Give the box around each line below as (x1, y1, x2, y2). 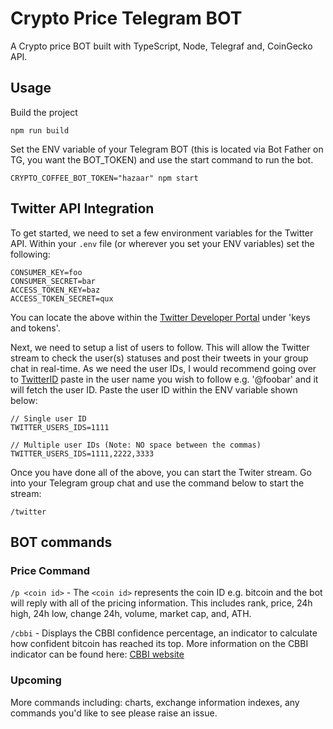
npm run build (10, 125, 70, 136)
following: (10, 248, 51, 260)
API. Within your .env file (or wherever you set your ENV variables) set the (10, 237, 315, 249)
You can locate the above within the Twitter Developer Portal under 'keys (10, 311, 311, 323)
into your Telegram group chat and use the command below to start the (10, 477, 305, 489)
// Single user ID (10, 413, 87, 424)
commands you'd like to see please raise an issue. (10, 707, 218, 719)
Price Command (10, 563, 91, 577)
